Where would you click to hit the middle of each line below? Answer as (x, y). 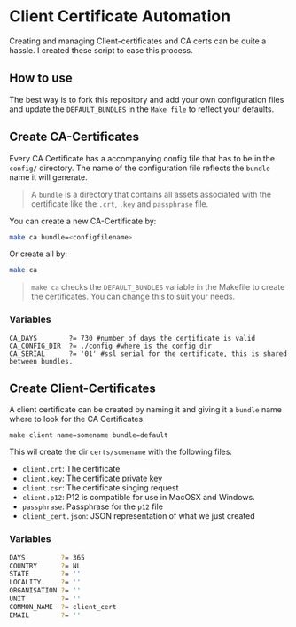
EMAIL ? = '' (45, 615)
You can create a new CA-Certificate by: (83, 221)
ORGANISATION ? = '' (45, 591)
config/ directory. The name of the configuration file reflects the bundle (140, 168)
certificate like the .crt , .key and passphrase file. (120, 204)
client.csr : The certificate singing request (100, 488)
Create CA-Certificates (74, 137)
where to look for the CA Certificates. (77, 419)
